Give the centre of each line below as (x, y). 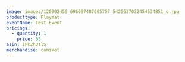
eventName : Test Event (34, 22)
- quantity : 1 (29, 34)
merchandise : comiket (33, 50)
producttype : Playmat (33, 17)
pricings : (18, 28)
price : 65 (29, 39)
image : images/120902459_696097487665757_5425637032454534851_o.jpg (93, 12)
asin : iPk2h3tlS (26, 45)
